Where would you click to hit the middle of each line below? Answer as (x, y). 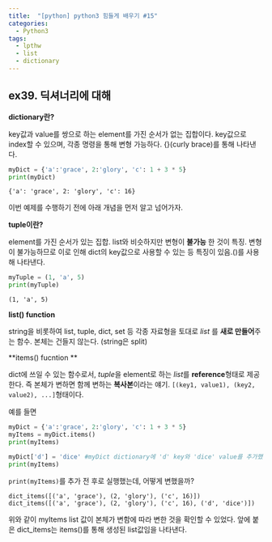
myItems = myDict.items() (52, 435)
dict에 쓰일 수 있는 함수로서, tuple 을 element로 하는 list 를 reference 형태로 (127, 375)
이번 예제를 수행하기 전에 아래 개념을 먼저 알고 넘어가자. (96, 208)
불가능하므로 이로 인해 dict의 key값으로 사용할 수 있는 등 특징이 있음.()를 (130, 252)
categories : (28, 23)
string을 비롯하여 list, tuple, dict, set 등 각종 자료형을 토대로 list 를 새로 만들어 (132, 332)
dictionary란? (32, 116)
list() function (32, 315)
